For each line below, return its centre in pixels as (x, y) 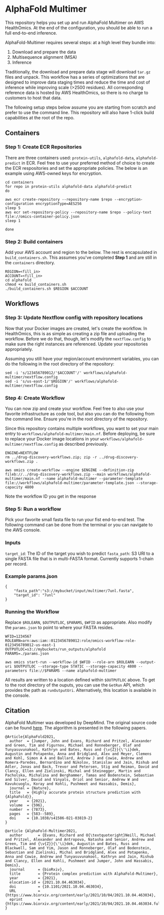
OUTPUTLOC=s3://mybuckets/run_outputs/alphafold (55, 649)
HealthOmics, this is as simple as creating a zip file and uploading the (75, 333)
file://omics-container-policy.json (42, 216)
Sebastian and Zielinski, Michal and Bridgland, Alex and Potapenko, (77, 852)
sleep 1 (13, 221)
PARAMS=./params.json (27, 654)
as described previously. (83, 444)
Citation (18, 711)
